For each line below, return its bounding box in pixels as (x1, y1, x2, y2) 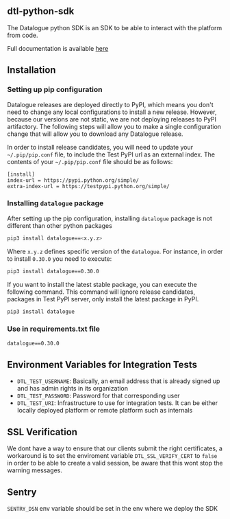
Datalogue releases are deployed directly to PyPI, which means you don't (7, 100, 214, 108)
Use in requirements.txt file (7, 324, 101, 334)
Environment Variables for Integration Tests (7, 358, 197, 370)
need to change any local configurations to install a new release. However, (7, 108, 217, 116)
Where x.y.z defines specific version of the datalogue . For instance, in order (7, 247, 223, 255)
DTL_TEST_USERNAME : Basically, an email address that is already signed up (16, 377, 220, 385)
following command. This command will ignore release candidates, (7, 288, 196, 296)
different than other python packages (7, 221, 113, 229)
